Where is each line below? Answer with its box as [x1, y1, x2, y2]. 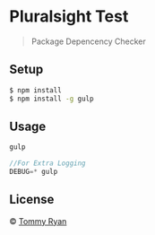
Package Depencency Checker [30, 36, 146, 47]
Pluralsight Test [9, 6, 129, 27]
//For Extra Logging [9, 159, 87, 168]
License [9, 192, 55, 207]
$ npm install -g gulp [9, 94, 94, 103]
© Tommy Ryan [9, 215, 67, 226]
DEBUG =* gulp [9, 168, 58, 177]
